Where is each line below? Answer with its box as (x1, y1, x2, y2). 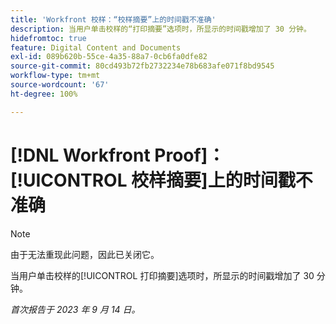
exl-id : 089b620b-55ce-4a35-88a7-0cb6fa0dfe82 (10, 52, 208, 62)
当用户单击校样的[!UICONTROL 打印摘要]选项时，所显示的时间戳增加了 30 (10, 269, 315, 281)
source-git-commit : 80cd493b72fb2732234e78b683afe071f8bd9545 (10, 61, 275, 71)
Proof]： (154, 144, 226, 166)
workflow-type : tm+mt (10, 71, 101, 81)
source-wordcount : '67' (10, 80, 110, 90)
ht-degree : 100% (10, 89, 78, 99)
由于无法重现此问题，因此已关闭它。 (10, 248, 160, 260)
